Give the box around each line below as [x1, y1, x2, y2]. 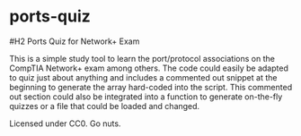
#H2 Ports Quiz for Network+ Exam [9, 36, 140, 47]
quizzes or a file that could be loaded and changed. [9, 100, 200, 111]
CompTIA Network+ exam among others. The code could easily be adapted [9, 63, 289, 73]
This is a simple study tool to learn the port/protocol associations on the [9, 53, 276, 64]
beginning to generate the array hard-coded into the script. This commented [9, 81, 293, 92]
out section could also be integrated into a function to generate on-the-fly [9, 91, 283, 102]
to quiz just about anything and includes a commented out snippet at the [9, 72, 278, 82]
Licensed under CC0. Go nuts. [9, 118, 121, 129]
